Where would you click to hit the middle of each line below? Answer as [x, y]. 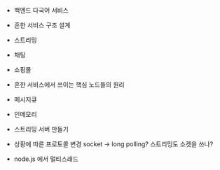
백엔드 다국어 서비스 [41, 10]
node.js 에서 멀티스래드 [46, 159]
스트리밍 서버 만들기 [41, 129]
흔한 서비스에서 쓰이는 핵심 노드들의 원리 [69, 85]
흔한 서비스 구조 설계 [42, 25]
